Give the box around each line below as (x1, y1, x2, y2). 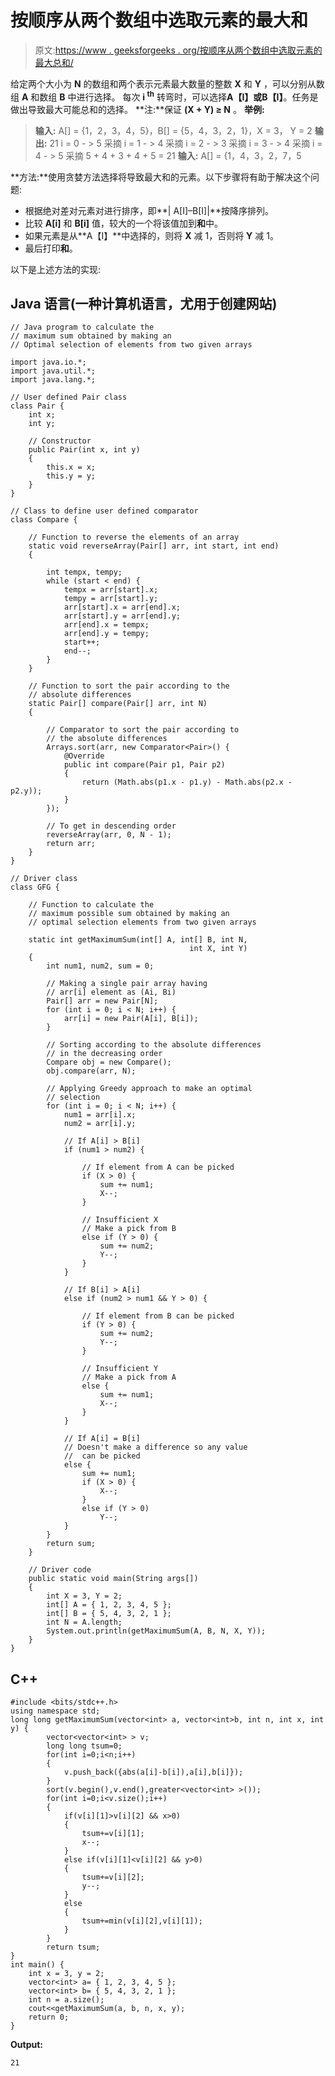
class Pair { (10, 401, 65, 411)
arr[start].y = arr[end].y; (63, 611, 182, 621)
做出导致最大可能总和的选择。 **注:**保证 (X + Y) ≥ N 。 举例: (10, 103, 265, 115)
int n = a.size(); (28, 1995, 105, 2005)
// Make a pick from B (81, 1224, 177, 1234)
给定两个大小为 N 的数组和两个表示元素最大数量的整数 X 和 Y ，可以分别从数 (10, 77, 325, 90)
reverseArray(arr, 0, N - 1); (46, 830, 172, 840)
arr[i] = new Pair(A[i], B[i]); (63, 1014, 199, 1024)
